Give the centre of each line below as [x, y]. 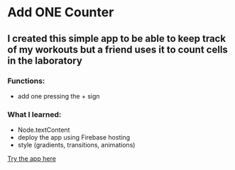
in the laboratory [45, 61]
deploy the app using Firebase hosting [73, 137]
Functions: [26, 81]
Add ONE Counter [61, 12]
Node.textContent [44, 130]
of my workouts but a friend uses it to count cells [118, 49]
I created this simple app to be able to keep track [116, 39]
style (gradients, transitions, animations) [76, 145]
